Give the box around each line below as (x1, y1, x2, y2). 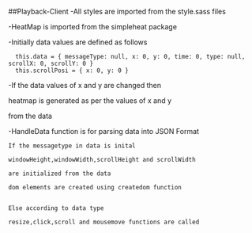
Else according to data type (8, 204, 104, 212)
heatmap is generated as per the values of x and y (8, 96, 172, 105)
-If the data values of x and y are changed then (8, 81, 162, 90)
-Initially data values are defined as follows (8, 37, 148, 47)
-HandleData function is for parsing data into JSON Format (8, 127, 200, 136)
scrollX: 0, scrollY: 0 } (8, 59, 93, 67)
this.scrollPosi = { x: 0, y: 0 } (15, 67, 129, 74)
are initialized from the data (8, 170, 111, 178)
